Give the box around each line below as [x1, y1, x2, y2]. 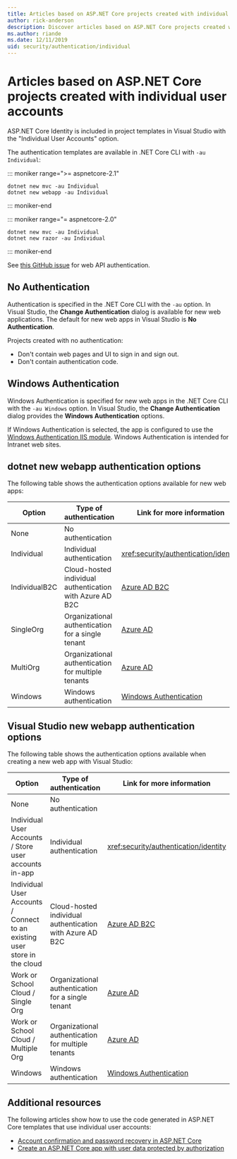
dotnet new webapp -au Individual [7, 188, 109, 196]
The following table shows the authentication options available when [7, 750, 207, 758]
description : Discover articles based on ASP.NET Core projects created [7, 23, 226, 30]
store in [11, 950, 36, 960]
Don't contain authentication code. [17, 357, 119, 365]
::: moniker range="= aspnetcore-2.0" [7, 214, 118, 223]
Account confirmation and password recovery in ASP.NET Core [17, 1136, 202, 1145]
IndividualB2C [11, 583, 58, 593]
